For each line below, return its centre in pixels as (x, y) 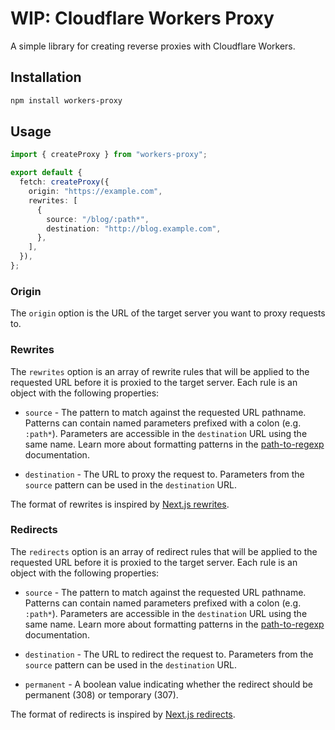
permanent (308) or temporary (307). (101, 694)
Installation (46, 77)
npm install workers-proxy (66, 100)
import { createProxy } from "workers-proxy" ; (109, 155)
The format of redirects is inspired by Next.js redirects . (123, 714)
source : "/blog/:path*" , (98, 219)
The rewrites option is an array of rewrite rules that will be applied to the (160, 371)
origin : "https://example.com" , (95, 192)
